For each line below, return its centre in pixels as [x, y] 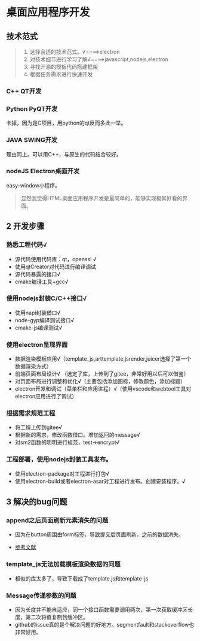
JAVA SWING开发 [32, 140]
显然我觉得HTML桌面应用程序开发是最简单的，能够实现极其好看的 [101, 198]
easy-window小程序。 [33, 185]
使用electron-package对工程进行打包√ [62, 473]
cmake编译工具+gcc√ [41, 282]
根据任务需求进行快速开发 [61, 74]
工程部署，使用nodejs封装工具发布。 [59, 459]
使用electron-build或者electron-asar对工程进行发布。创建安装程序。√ [100, 481]
